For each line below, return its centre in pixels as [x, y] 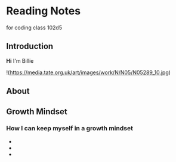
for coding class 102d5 [34, 27]
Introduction [30, 46]
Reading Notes [44, 11]
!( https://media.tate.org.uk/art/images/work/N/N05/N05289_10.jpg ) [89, 72]
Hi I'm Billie [20, 60]
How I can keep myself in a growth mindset [70, 129]
